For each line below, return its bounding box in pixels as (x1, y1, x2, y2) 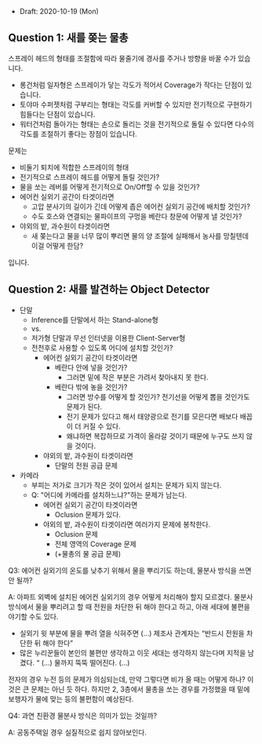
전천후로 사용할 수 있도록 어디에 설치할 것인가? (31, 343, 173, 352)
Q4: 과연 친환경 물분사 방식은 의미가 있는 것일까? (8, 710, 158, 720)
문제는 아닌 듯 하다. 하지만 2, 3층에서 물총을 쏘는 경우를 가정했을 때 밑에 (31, 684, 250, 694)
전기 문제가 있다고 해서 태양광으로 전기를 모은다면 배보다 (66, 411, 238, 421)
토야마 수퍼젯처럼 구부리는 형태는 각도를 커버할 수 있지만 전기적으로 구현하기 (19, 100, 253, 109)
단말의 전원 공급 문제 (54, 461, 118, 470)
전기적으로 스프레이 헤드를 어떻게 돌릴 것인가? (19, 172, 160, 181)
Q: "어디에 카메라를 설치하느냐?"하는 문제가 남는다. (31, 490, 187, 499)
